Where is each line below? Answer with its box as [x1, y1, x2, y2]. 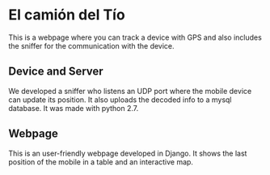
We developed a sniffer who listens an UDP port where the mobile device [8, 86, 252, 96]
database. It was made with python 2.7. [8, 103, 139, 113]
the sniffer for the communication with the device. [8, 41, 175, 50]
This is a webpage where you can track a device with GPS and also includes [8, 32, 263, 42]
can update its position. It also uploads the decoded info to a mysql [8, 95, 232, 105]
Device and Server [8, 65, 103, 79]
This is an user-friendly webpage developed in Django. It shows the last [8, 148, 247, 158]
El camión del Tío [8, 6, 125, 24]
